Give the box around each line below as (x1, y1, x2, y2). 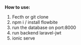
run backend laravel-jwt (12, 30, 61, 35)
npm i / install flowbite (12, 19, 58, 25)
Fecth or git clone (12, 14, 49, 19)
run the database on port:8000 (12, 24, 76, 30)
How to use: (5, 4, 31, 10)
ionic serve (12, 35, 35, 41)
